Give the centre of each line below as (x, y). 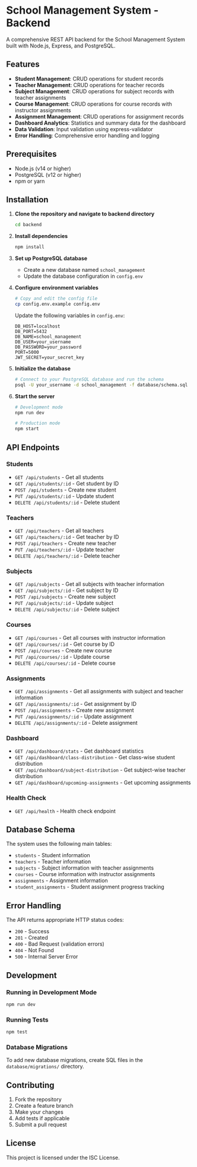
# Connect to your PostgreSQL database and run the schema (89, 379)
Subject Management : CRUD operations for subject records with (94, 91)
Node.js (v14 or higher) (43, 168)
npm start (27, 429)
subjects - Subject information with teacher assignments (84, 868)
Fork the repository (38, 1099)
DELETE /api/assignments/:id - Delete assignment (76, 723)
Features (23, 64)
